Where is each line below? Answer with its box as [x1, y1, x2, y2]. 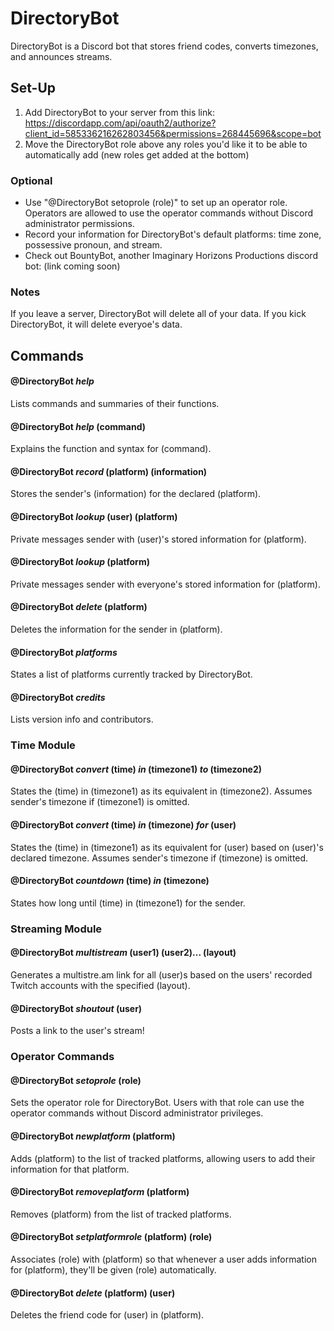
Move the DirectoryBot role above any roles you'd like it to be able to [24, 138, 308, 150]
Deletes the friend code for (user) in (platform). [10, 1309, 205, 1321]
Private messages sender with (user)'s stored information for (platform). [10, 533, 307, 545]
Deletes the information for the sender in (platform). [10, 623, 223, 635]
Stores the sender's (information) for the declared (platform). [10, 488, 262, 500]
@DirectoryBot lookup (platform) [10, 556, 150, 568]
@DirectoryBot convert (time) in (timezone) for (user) [10, 819, 237, 831]
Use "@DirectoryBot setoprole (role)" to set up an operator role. [24, 197, 288, 209]
